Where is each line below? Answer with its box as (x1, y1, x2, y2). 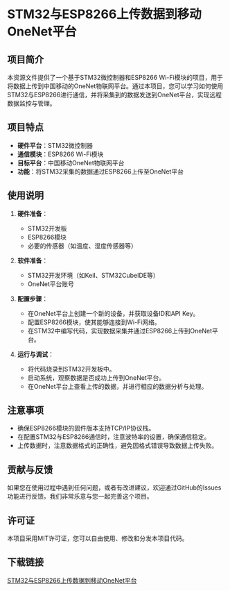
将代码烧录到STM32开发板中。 (27, 365, 116, 373)
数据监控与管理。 (7, 99, 56, 108)
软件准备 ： (17, 256, 48, 265)
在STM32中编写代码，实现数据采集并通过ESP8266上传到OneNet (27, 326, 213, 335)
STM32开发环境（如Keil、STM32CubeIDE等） (27, 271, 159, 279)
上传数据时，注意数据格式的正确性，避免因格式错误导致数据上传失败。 (17, 442, 218, 450)
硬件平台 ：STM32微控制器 (17, 141, 94, 149)
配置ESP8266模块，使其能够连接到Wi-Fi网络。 (27, 317, 161, 326)
